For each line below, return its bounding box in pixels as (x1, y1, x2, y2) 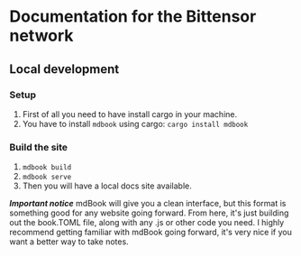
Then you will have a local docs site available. (22, 180, 192, 191)
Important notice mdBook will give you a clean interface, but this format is (9, 198, 287, 209)
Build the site (9, 141, 68, 153)
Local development (9, 61, 120, 77)
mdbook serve (22, 173, 72, 182)
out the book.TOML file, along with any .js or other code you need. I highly (9, 217, 285, 228)
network (9, 25, 74, 46)
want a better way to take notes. (9, 236, 129, 247)
